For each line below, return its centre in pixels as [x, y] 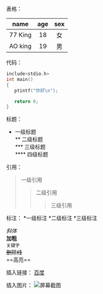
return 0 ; [26, 101]
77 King [20, 35]
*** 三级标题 [30, 147]
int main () [20, 79]
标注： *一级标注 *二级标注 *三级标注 [52, 218]
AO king [20, 46]
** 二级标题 [29, 139]
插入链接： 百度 [25, 272]
